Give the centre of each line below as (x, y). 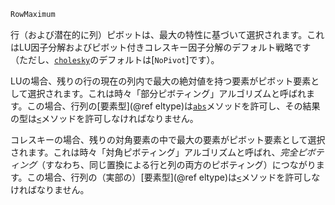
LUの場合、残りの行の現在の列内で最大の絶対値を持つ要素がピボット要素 (161, 81)
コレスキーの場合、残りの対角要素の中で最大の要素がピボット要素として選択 (168, 139)
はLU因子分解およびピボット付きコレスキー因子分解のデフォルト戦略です (161, 47)
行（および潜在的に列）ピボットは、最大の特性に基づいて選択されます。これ (167, 34)
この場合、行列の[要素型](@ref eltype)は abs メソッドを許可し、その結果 (173, 106)
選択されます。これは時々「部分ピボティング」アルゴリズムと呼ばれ (167, 93)
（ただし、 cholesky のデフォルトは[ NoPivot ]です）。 (115, 59)
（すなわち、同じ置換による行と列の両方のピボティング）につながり (176, 164)
